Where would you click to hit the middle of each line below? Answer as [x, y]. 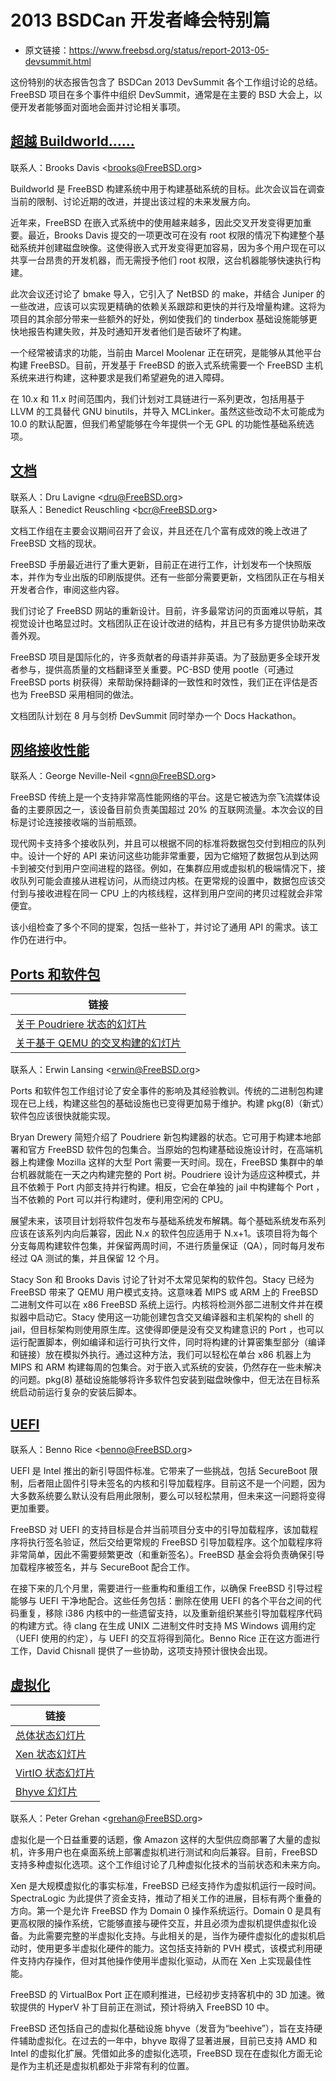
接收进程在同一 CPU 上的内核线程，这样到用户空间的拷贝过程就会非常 [179, 893]
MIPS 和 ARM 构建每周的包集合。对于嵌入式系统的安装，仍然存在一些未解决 [166, 1367]
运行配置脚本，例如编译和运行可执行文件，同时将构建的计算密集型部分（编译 [168, 1342]
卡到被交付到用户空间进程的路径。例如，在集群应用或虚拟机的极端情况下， [163, 868]
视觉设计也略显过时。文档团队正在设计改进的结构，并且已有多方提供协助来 [163, 623]
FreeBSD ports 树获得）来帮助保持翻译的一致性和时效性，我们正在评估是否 [164, 682]
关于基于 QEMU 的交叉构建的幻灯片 [98, 1043]
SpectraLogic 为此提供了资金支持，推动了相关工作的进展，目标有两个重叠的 [166, 1898]
